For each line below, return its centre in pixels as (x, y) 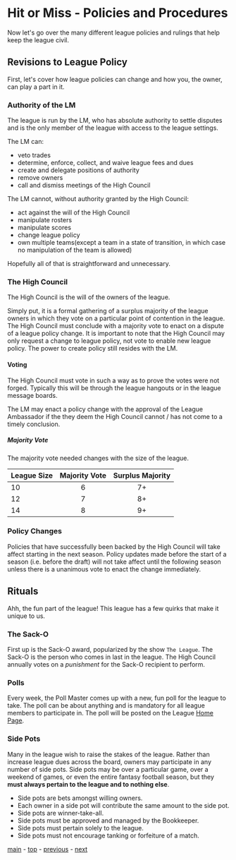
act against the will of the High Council (74, 212)
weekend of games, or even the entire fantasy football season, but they (111, 777)
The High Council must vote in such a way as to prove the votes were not (113, 380)
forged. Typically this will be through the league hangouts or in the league (114, 388)
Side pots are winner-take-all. (61, 813)
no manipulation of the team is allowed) (75, 250)
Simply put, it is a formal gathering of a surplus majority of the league (108, 311)
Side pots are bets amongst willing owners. (80, 798)
